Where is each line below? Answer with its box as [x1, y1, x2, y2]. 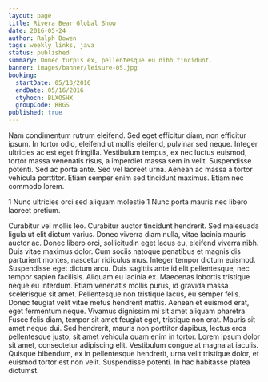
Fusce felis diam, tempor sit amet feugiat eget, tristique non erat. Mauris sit [8, 315, 256, 324]
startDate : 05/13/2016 [15, 78, 91, 86]
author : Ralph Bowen [8, 34, 78, 42]
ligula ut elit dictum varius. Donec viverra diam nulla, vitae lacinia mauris [8, 230, 246, 239]
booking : [8, 71, 38, 79]
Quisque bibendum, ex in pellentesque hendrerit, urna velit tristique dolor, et [8, 349, 259, 358]
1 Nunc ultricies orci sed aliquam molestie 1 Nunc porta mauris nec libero [8, 197, 248, 207]
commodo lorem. [8, 182, 65, 191]
